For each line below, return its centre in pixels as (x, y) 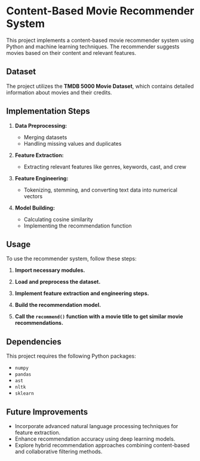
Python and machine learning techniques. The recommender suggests (93, 47)
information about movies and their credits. (59, 92)
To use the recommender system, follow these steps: (71, 259)
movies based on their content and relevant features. (71, 53)
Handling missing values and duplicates (73, 143)
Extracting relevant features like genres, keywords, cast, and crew (105, 167)
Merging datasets (45, 137)
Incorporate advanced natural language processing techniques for (96, 426)
